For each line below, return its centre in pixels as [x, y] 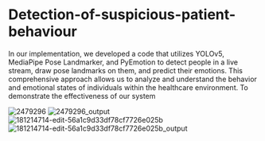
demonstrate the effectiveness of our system [82, 96]
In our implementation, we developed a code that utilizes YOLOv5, [116, 53]
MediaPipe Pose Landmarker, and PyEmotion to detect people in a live [123, 62]
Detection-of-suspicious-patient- [122, 15]
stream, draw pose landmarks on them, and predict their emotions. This [125, 70]
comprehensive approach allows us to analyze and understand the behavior [132, 79]
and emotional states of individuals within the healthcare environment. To [129, 87]
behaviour [43, 31]
